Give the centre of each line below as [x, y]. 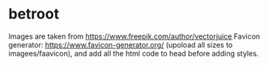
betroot [34, 14]
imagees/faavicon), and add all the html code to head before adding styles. [134, 53]
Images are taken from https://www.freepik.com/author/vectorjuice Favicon [134, 36]
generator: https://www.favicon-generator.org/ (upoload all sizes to [121, 44]
